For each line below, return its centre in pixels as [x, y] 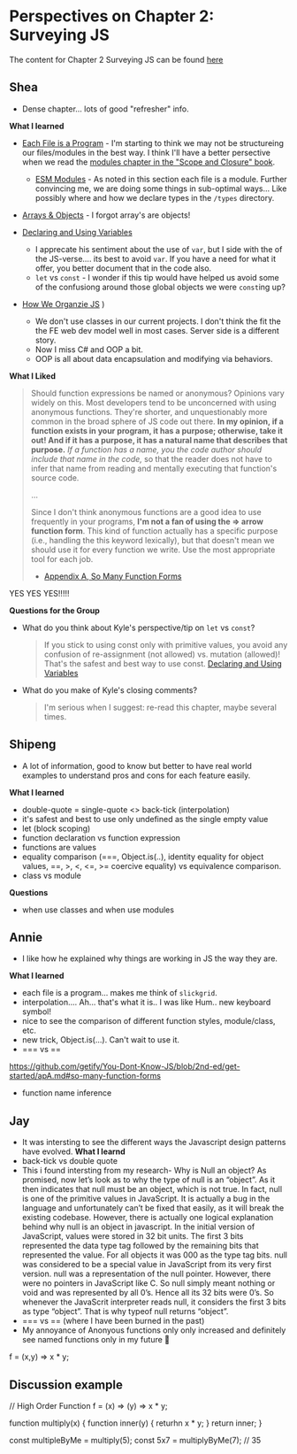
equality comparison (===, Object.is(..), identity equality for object [143, 857]
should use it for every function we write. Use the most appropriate [153, 550]
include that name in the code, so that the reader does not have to [151, 458]
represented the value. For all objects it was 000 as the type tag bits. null [154, 1255]
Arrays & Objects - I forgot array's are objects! [106, 215]
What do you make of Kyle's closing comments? [109, 690]
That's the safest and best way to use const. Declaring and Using [163, 663]
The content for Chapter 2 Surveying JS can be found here [116, 59]
